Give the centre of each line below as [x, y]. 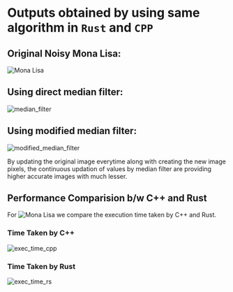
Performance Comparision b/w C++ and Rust [107, 198]
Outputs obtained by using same [104, 13]
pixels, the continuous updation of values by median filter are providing [109, 168]
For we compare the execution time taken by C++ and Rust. [112, 215]
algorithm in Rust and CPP [80, 28]
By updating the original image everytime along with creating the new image [117, 161]
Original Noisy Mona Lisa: [64, 53]
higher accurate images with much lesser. [67, 176]
